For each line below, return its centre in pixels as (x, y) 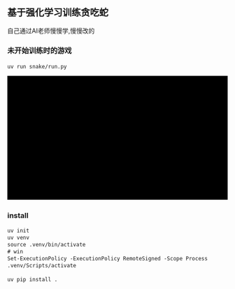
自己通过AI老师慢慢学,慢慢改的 (51, 31)
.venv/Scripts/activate (42, 265)
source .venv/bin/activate (47, 244)
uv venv (19, 237)
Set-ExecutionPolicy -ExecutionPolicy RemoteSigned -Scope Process (108, 258)
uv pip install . (33, 279)
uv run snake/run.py (37, 67)
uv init (19, 230)
